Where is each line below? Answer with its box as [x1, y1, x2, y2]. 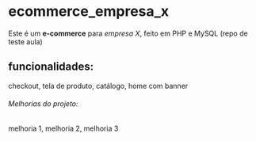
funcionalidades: [8, 60, 94, 74]
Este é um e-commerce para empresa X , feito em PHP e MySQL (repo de [8, 29, 248, 38]
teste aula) [8, 36, 44, 46]
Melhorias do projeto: [8, 99, 78, 109]
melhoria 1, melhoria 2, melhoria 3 [8, 124, 119, 133]
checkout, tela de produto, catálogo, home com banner [8, 81, 189, 90]
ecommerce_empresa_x [8, 2, 170, 21]
